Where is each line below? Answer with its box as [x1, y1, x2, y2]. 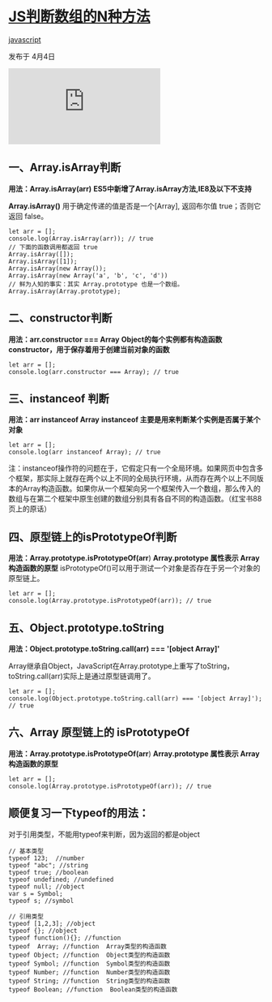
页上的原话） [8, 504, 51, 514]
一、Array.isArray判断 [8, 161, 121, 174]
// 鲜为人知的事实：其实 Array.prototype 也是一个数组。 [8, 280, 184, 288]
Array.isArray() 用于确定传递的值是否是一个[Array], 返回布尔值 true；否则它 [8, 200, 261, 211]
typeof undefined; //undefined [8, 875, 114, 884]
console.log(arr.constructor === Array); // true [8, 368, 180, 376]
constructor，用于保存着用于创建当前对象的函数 [8, 344, 170, 354]
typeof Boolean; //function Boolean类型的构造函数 [8, 985, 178, 994]
